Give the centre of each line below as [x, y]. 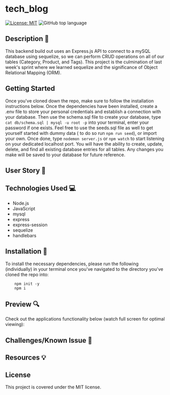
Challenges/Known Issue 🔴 [49, 340]
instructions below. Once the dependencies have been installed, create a [81, 106]
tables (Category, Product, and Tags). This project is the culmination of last [84, 62]
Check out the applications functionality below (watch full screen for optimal [85, 319]
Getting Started [30, 88]
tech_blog [27, 9]
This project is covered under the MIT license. [53, 387]
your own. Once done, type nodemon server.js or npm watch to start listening [85, 138]
